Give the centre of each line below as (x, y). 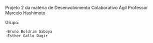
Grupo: (12, 22)
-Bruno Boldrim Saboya (29, 32)
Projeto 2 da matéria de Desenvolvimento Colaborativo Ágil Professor (77, 8)
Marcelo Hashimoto (25, 13)
